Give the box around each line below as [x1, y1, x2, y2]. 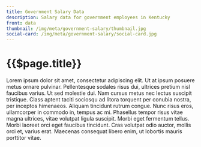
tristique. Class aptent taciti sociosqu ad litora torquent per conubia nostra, [6, 96, 191, 103]
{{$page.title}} [6, 57, 82, 71]
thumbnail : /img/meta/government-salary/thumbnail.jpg [6, 25, 146, 32]
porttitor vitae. [6, 134, 42, 142]
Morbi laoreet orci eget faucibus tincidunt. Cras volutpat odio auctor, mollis [6, 121, 191, 129]
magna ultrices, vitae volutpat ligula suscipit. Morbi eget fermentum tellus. [6, 115, 190, 122]
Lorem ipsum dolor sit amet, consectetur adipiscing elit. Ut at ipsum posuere [6, 77, 195, 84]
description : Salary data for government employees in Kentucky [6, 14, 170, 20]
